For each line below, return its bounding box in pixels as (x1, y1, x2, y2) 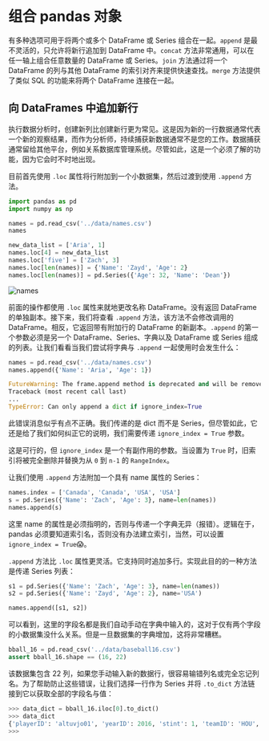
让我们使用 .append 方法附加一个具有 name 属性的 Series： (8, 472, 202, 482)
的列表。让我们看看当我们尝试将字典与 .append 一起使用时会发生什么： (8, 342, 241, 352)
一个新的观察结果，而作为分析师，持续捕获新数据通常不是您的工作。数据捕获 (8, 134, 261, 144)
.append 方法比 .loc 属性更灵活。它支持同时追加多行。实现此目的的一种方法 (8, 556, 258, 566)
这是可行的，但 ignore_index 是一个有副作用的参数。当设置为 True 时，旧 (8, 445, 250, 454)
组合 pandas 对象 (8, 7, 122, 26)
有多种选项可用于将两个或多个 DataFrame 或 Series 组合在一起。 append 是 (8, 35, 251, 45)
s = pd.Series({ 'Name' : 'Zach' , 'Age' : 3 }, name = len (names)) (8, 495, 217, 504)
